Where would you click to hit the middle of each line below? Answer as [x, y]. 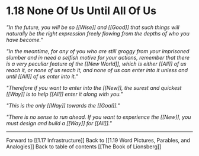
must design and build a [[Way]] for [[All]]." [59, 123]
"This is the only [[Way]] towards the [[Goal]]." [63, 105]
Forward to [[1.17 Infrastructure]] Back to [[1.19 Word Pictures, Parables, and [98, 140]
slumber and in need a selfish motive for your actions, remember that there [98, 57]
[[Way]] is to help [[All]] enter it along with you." [65, 94]
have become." [25, 40]
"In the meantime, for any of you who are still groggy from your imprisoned [98, 51]
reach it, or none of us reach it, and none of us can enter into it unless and [97, 70]
